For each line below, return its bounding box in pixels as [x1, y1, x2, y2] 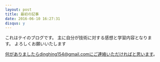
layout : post [5, 7, 32, 12]
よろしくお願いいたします [14, 41, 66, 47]
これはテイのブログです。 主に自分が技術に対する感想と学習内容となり [5, 35, 148, 41]
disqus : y [5, 21, 26, 26]
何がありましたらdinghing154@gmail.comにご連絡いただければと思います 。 [5, 51, 158, 57]
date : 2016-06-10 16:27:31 [5, 16, 60, 21]
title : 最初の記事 [5, 12, 39, 17]
